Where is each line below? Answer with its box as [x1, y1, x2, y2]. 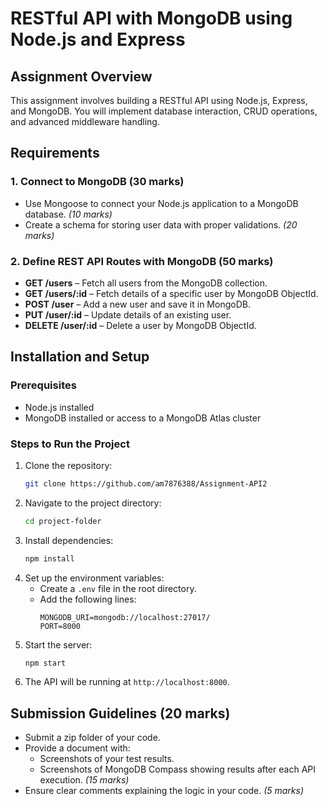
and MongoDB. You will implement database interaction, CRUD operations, [10, 105, 318, 117]
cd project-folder [24, 516, 102, 526]
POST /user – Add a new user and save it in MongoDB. [24, 298, 251, 310]
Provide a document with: [24, 742, 131, 754]
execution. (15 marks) [39, 774, 130, 786]
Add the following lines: [39, 593, 137, 605]
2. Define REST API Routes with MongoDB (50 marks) [10, 254, 274, 268]
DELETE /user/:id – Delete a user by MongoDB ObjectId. [24, 319, 257, 331]
